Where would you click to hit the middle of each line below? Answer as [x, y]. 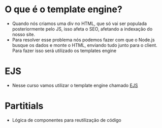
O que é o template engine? [63, 9]
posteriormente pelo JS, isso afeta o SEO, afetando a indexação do [82, 29]
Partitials [24, 106]
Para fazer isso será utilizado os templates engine [64, 50]
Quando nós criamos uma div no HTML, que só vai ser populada [79, 23]
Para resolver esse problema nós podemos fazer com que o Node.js [84, 40]
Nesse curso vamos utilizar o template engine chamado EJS [75, 85]
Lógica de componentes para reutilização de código [67, 120]
